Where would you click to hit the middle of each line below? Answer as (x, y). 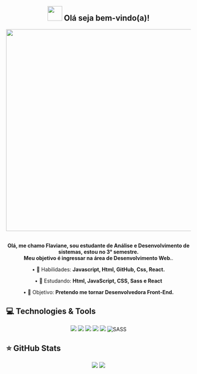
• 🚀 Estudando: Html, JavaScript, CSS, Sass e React (98, 281)
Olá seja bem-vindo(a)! (107, 18)
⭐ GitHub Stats (33, 348)
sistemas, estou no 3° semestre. (98, 252)
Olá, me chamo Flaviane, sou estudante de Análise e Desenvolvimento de (98, 245)
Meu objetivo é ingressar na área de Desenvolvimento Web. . (98, 258)
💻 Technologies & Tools (51, 311)
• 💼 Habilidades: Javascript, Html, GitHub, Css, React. (98, 269)
